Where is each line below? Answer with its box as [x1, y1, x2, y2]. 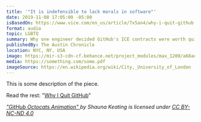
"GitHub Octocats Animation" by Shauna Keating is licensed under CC [6, 104, 180, 111]
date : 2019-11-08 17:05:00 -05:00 [6, 14, 93, 20]
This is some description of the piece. [6, 80, 99, 87]
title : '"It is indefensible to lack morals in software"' [6, 8, 157, 15]
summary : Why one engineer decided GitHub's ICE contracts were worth [6, 36, 186, 42]
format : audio [6, 25, 42, 32]
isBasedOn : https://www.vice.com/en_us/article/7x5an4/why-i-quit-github [6, 20, 194, 26]
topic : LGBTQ [6, 31, 39, 37]
